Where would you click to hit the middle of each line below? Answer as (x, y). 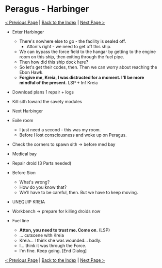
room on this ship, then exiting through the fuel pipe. (72, 56)
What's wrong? (34, 182)
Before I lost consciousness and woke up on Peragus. (73, 135)
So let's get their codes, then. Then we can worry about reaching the (88, 67)
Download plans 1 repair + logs (43, 92)
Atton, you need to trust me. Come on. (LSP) (65, 230)
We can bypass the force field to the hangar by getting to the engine (88, 52)
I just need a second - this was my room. (60, 129)
